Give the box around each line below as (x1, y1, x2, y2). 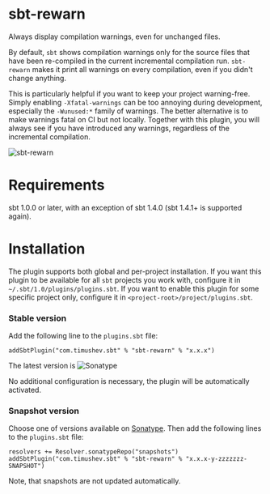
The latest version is (8, 361, 76, 371)
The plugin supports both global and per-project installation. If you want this (8, 266, 262, 276)
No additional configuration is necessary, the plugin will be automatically (8, 377, 250, 386)
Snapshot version (8, 406, 79, 417)
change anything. (8, 73, 67, 83)
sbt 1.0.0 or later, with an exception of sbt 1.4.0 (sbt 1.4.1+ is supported (8, 202, 243, 212)
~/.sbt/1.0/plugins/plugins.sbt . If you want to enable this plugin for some (8, 283, 259, 293)
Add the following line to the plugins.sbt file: (8, 331, 158, 341)
